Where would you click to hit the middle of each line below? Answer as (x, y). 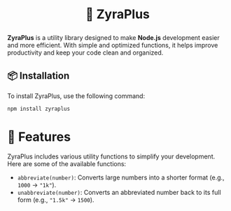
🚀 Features (39, 137)
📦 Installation (38, 75)
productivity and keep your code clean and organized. (85, 53)
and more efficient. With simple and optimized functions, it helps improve (113, 46)
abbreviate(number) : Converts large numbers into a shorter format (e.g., (121, 177)
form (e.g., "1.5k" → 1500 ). (56, 200)
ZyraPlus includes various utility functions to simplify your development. (111, 156)
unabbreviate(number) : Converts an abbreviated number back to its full (119, 192)
